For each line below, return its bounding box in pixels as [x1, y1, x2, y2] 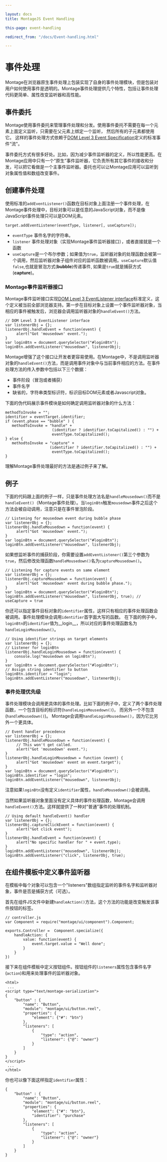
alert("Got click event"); [16, 827, 72, 832]
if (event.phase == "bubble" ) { [5, 419, 75, 424]
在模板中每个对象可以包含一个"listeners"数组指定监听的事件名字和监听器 [5, 882, 153, 888]
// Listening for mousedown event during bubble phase [5, 516, 121, 521]
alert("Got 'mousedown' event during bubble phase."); [16, 581, 133, 586]
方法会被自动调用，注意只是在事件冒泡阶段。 [5, 506, 97, 512]
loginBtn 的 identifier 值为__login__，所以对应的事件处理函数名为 [5, 620, 138, 626]
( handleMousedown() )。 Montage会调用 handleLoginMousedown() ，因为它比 [5, 713, 154, 719]
